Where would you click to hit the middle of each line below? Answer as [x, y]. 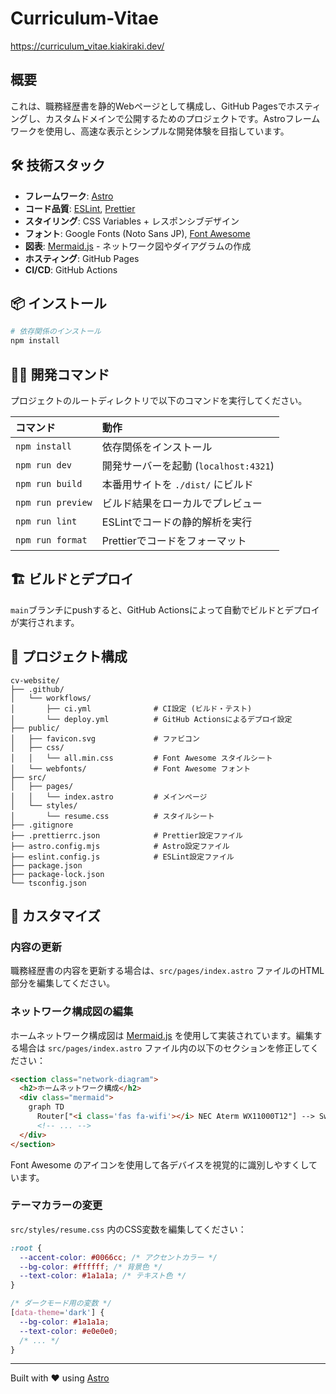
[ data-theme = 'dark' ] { [57, 1313]
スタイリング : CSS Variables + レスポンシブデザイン [132, 221]
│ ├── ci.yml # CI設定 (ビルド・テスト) [131, 708]
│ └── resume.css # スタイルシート [112, 816]
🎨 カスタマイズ [56, 915]
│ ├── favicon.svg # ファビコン [105, 738]
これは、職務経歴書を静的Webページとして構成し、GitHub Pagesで [148, 106]
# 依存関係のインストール [56, 332]
